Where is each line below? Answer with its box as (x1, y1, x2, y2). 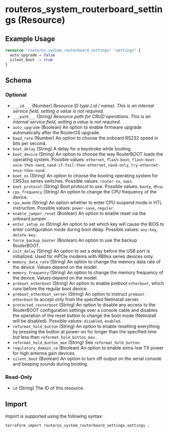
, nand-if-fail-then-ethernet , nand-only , (44, 162, 130, 168)
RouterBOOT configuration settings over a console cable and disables (12, 307, 158, 313)
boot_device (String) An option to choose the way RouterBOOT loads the (12, 151, 163, 158)
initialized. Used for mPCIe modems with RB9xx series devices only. (12, 253, 154, 259)
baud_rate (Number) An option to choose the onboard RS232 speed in (12, 135, 158, 141)
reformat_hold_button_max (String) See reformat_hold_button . (12, 339, 141, 345)
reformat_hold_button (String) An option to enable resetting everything (12, 323, 160, 330)
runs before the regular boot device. (12, 286, 88, 292)
